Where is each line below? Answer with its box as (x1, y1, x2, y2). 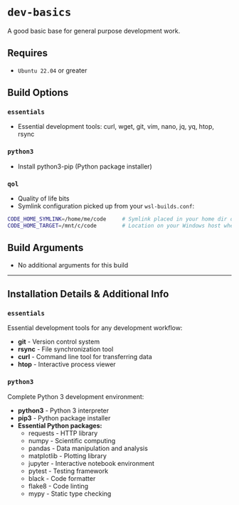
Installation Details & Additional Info (7, 287, 169, 300)
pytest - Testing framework (28, 467, 109, 475)
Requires (7, 47, 48, 59)
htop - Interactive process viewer (17, 360, 116, 368)
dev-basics (7, 6, 72, 19)
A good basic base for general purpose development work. (7, 26, 181, 35)
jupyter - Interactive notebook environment (28, 459, 154, 467)
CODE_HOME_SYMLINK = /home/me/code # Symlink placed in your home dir (7, 216, 228, 223)
